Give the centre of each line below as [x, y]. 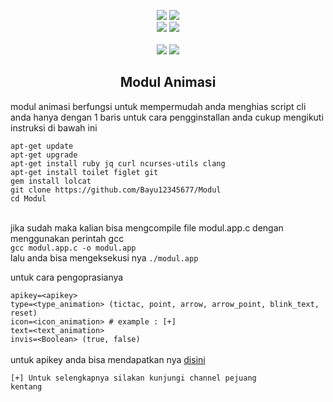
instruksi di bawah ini [54, 127]
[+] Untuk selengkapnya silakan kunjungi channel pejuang [133, 378]
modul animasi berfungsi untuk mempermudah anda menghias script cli [158, 106]
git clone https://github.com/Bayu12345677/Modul [116, 190]
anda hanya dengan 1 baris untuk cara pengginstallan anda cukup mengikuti [167, 117]
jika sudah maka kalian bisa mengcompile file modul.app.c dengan [147, 227]
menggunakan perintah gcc [67, 238]
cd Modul [28, 198]
